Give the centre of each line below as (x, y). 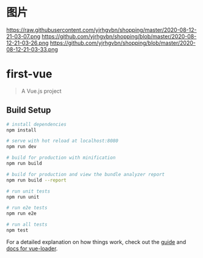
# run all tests (27, 225)
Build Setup (29, 110)
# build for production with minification (61, 158)
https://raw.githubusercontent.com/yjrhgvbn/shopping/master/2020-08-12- (101, 30)
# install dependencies (37, 124)
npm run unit (23, 197)
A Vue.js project (41, 91)
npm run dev (21, 147)
